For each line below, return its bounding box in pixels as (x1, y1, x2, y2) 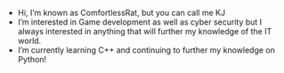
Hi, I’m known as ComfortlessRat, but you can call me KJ (17, 8, 225, 18)
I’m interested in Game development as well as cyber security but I (17, 17, 263, 27)
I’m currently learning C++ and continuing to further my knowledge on (17, 45, 276, 55)
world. (17, 35, 42, 46)
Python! (17, 55, 47, 64)
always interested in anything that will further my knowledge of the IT (17, 26, 272, 36)
